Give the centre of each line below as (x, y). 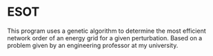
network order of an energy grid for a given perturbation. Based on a (105, 38)
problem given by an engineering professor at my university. (93, 45)
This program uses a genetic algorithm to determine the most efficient (107, 31)
